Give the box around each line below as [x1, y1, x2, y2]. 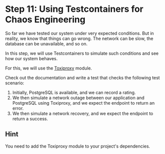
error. [12, 105, 24, 111]
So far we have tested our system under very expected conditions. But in [5, 30, 154, 36]
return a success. [12, 115, 48, 121]
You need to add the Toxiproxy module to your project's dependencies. [5, 143, 150, 149]
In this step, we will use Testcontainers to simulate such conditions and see [5, 50, 159, 56]
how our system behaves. [5, 55, 58, 61]
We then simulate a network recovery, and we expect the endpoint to [12, 110, 154, 116]
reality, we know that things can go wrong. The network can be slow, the [5, 36, 154, 41]
